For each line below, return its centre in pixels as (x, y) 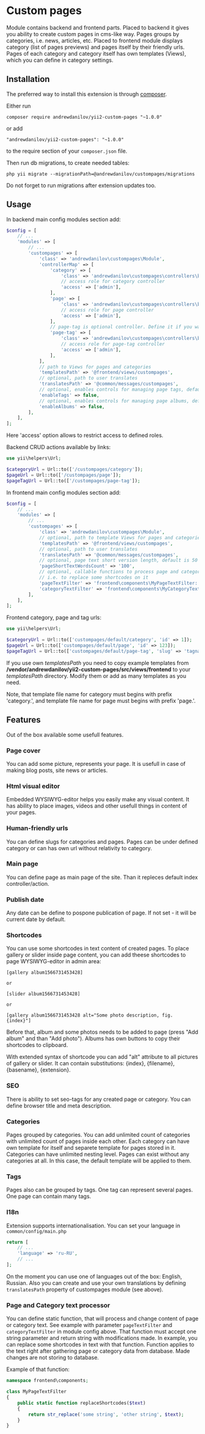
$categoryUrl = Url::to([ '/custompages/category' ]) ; (75, 469)
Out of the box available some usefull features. (65, 735)
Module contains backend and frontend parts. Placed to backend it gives (98, 28)
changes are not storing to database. (53, 1358)
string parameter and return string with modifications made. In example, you (102, 1338)
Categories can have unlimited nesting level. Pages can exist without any (98, 1154)
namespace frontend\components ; (47, 1381)
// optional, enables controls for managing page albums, (114, 401)
